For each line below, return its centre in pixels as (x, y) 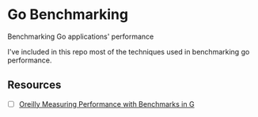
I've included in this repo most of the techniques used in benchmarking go (129, 51)
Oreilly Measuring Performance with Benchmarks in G (106, 104)
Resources (34, 85)
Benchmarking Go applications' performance (81, 36)
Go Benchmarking (68, 15)
